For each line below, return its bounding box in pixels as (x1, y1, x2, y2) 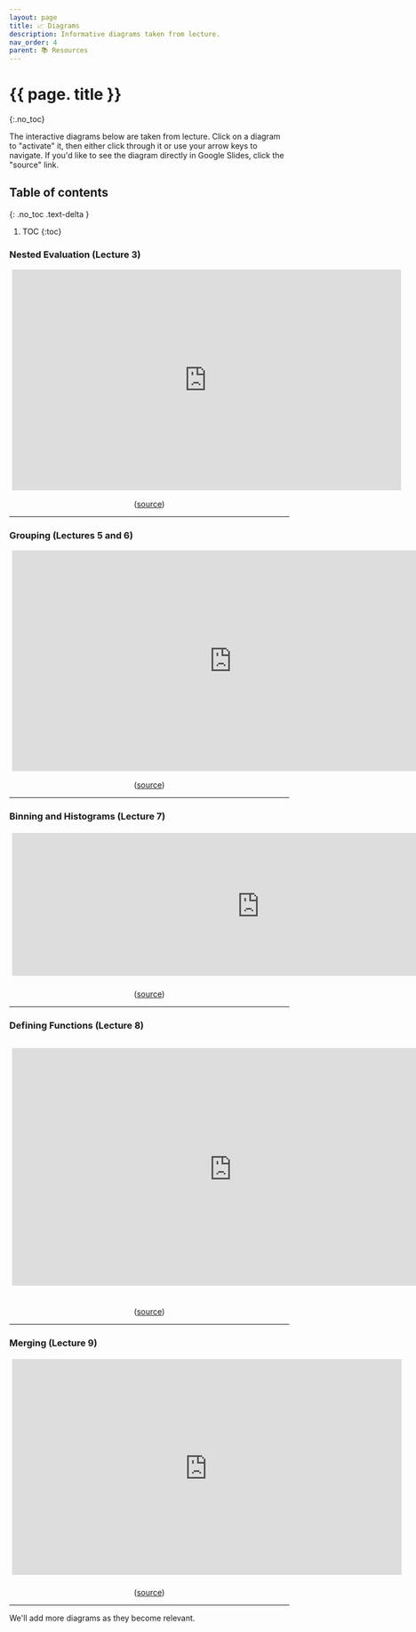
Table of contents (9, 185, 108, 200)
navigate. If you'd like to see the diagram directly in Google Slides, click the (9, 150, 284, 161)
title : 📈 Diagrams (9, 21, 80, 30)
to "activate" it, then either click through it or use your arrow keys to (9, 141, 258, 151)
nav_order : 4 (9, 37, 58, 47)
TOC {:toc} (21, 226, 62, 237)
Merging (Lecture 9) (9, 1337, 98, 1349)
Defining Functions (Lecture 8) (9, 1019, 145, 1031)
